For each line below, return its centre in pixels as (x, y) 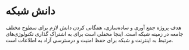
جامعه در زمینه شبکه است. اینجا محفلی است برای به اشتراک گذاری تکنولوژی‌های (94, 33)
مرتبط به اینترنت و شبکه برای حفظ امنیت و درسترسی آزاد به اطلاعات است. (89, 40)
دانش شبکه (30, 11)
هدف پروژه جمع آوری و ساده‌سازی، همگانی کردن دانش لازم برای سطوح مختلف (94, 27)
